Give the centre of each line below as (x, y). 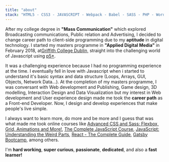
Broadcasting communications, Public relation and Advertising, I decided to (83, 34)
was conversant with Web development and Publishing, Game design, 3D (81, 87)
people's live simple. (26, 109)
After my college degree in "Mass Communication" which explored (75, 29)
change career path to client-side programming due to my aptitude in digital (84, 40)
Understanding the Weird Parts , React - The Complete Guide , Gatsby (76, 134)
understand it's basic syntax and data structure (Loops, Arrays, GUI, (76, 76)
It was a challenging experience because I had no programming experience (83, 66)
